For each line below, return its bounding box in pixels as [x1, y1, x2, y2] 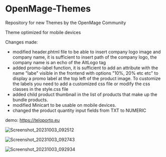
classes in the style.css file [12, 86, 69, 92]
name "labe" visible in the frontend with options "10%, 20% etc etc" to [12, 70, 158, 76]
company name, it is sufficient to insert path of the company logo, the [12, 54, 157, 60]
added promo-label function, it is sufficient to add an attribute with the [12, 65, 158, 71]
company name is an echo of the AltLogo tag [12, 59, 106, 65]
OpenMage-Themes [5, 3, 91, 15]
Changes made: [5, 39, 38, 45]
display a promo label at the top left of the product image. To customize [12, 75, 161, 81]
